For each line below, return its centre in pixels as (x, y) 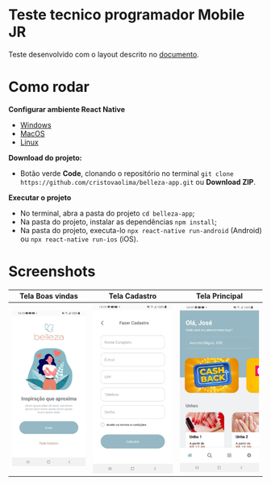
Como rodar (49, 87)
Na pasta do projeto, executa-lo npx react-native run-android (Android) (141, 230)
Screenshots (52, 272)
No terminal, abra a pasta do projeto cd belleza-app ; (107, 213)
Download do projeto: (45, 157)
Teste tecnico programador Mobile (127, 15)
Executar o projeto (40, 197)
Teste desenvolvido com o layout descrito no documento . (104, 54)
